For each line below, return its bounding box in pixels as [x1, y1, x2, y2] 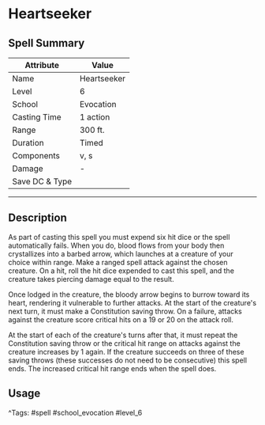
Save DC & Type [12, 176, 73, 187]
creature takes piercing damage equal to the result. [8, 274, 175, 283]
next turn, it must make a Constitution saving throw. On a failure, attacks [8, 306, 242, 316]
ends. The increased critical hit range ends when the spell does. [8, 363, 217, 373]
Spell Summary [8, 36, 85, 50]
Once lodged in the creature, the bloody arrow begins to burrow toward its [8, 290, 250, 299]
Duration [12, 138, 45, 148]
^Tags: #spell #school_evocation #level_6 [8, 408, 143, 417]
